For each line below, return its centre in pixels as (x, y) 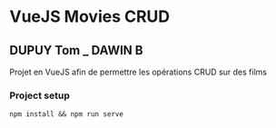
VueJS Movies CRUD (90, 17)
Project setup (39, 95)
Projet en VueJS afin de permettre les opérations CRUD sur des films (138, 72)
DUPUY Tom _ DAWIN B (76, 50)
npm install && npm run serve (67, 114)
